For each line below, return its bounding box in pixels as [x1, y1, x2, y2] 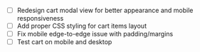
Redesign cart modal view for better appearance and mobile [16, 6, 194, 14]
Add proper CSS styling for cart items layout [16, 21, 147, 31]
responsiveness [16, 14, 64, 23]
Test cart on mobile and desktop [16, 38, 112, 46]
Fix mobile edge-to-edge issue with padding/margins [16, 30, 174, 38]
